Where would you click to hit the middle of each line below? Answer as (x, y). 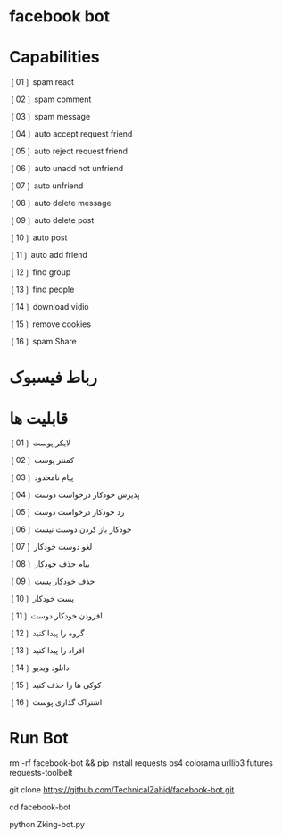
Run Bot (39, 738)
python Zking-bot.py (47, 825)
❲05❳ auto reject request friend (68, 151)
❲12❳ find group (40, 272)
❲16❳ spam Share (43, 342)
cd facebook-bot (40, 807)
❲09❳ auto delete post (52, 220)
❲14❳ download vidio (49, 307)
